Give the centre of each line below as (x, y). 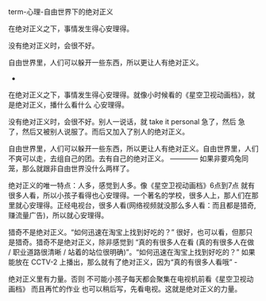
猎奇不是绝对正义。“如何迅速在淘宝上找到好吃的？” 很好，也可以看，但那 (127, 232)
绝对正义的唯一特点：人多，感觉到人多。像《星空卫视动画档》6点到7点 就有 (132, 185)
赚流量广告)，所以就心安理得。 (58, 215)
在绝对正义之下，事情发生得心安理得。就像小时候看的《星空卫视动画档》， (128, 95)
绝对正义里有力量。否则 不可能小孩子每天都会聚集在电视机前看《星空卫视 (127, 279)
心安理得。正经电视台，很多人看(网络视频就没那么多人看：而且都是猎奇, (139, 205)
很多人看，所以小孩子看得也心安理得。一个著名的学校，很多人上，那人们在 (130, 195)
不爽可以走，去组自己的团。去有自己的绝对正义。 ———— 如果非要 (118, 158)
